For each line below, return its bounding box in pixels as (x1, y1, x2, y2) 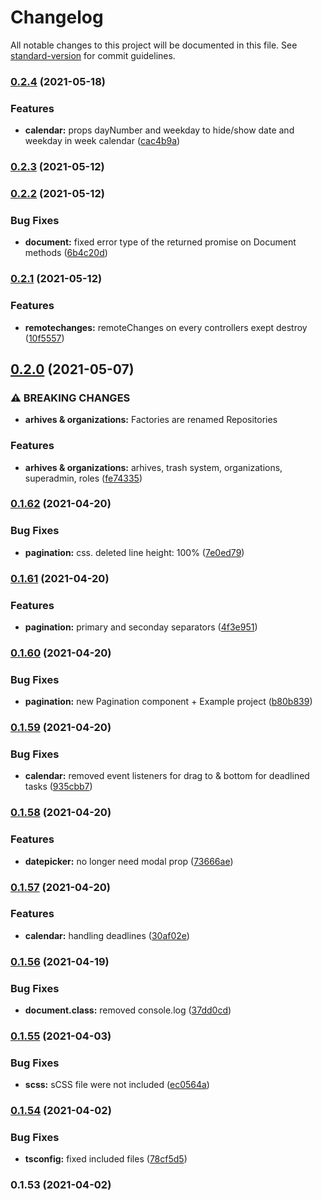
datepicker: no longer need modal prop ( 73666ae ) (24, 855, 234, 867)
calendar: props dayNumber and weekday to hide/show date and (24, 124, 295, 136)
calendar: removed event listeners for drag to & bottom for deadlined (24, 770, 310, 782)
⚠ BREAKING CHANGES (10, 391, 131, 405)
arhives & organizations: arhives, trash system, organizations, (24, 461, 283, 473)
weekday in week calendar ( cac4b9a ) (24, 135, 181, 147)
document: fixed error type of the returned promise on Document (24, 236, 297, 248)
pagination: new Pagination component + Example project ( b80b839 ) (24, 696, 313, 708)
